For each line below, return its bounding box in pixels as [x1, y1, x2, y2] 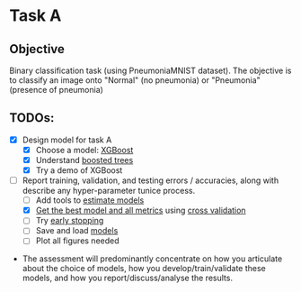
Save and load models [35, 225, 119, 236]
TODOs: [9, 110, 55, 126]
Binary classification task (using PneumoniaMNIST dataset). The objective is [9, 65, 292, 76]
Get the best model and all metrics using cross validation [35, 205, 246, 216]
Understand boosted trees [35, 154, 134, 165]
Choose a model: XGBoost [35, 144, 134, 155]
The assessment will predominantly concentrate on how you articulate [22, 253, 283, 264]
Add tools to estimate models [35, 195, 145, 205]
